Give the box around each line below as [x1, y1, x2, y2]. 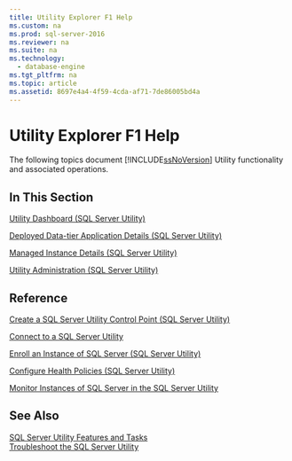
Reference [9, 290, 68, 306]
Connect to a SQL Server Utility [9, 332, 124, 342]
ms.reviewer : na [9, 37, 69, 47]
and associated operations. [9, 164, 109, 175]
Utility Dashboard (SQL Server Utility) [9, 214, 146, 224]
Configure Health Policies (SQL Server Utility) [9, 365, 176, 377]
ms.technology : [9, 54, 66, 63]
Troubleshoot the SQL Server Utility [9, 441, 139, 452]
